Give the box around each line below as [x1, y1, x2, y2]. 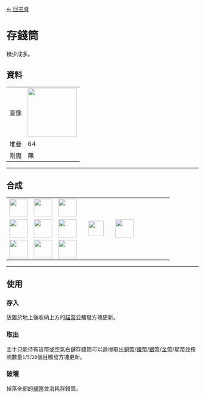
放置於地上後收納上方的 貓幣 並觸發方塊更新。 [6, 314, 119, 321]
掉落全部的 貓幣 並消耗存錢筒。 [6, 385, 81, 392]
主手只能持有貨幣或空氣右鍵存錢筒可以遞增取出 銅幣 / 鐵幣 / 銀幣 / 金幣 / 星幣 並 [6, 346, 191, 353]
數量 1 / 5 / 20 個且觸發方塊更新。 [11, 353, 85, 360]
